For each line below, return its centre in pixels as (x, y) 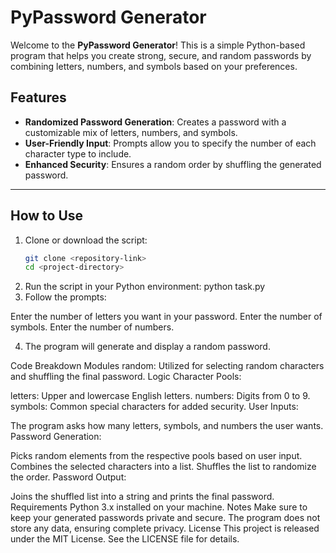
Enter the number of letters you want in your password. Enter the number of (166, 317)
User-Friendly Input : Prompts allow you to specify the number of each (170, 143)
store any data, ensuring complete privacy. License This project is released (165, 528)
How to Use (47, 216)
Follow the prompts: (65, 297)
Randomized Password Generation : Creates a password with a (155, 122)
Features (38, 97)
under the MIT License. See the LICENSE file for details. (125, 539)
